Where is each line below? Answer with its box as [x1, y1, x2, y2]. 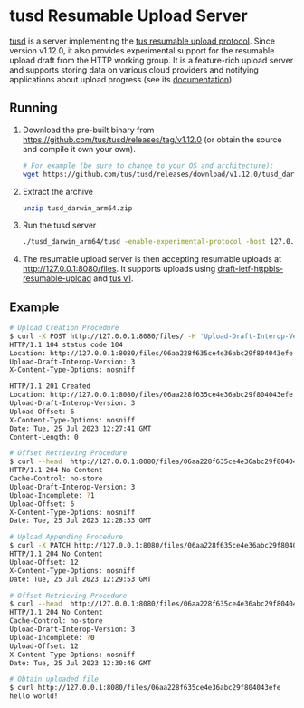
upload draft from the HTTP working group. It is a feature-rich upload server [9, 54, 294, 65]
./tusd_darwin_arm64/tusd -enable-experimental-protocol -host [22, 238, 267, 247]
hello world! [9, 692, 59, 701]
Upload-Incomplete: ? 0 [9, 633, 95, 642]
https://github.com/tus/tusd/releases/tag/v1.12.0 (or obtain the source [22, 133, 282, 145]
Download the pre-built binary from [22, 124, 155, 135]
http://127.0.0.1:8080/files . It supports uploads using [22, 264, 216, 275]
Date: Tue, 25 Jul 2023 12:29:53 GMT [9, 575, 152, 584]
